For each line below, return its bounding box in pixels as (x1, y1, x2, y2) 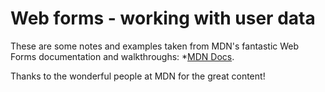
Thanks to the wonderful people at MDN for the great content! (10, 70, 266, 82)
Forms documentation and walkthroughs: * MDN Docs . (10, 50, 235, 62)
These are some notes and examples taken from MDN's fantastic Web (10, 40, 300, 52)
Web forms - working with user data (10, 7, 316, 30)
